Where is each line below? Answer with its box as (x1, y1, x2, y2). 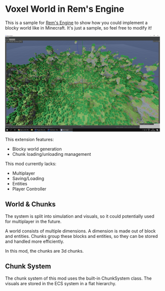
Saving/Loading (12, 175, 44, 181)
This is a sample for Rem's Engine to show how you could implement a (5, 20, 148, 26)
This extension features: (5, 136, 54, 142)
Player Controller (12, 186, 47, 192)
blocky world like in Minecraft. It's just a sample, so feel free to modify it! (5, 25, 152, 30)
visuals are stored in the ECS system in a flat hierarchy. (5, 280, 116, 286)
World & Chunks (5, 200, 56, 208)
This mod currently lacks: (5, 161, 56, 167)
